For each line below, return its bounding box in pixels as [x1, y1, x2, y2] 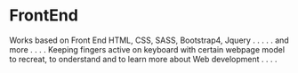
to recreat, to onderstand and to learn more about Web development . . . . [9, 53, 278, 64]
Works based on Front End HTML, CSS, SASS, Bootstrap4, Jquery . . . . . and [9, 35, 289, 45]
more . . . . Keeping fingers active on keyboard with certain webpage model [9, 44, 286, 54]
